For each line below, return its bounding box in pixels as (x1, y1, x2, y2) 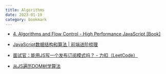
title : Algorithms (5, 7, 45, 13)
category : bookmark (5, 17, 47, 22)
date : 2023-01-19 (5, 12, 43, 17)
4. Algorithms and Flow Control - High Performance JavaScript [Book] (12, 31, 161, 37)
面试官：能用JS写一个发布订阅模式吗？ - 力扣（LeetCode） (12, 52, 138, 59)
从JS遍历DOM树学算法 (12, 63, 61, 69)
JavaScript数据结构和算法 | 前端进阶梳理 (12, 41, 98, 47)
